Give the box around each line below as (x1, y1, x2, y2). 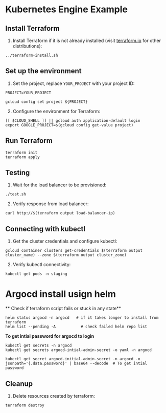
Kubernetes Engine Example (5, 4, 128, 15)
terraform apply (5, 155, 40, 160)
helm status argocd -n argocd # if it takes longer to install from (5, 315, 159, 320)
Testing (5, 168, 30, 177)
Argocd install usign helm (5, 288, 116, 300)
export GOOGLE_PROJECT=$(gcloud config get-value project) (5, 122, 134, 127)
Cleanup (5, 379, 33, 388)
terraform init (5, 150, 38, 155)
